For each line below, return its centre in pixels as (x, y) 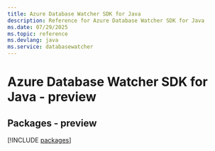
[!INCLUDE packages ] (39, 140)
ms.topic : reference (38, 34)
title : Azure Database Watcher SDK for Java (74, 14)
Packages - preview (52, 123)
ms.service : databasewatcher (50, 47)
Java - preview (52, 97)
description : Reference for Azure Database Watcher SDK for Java (106, 21)
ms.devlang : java (33, 40)
